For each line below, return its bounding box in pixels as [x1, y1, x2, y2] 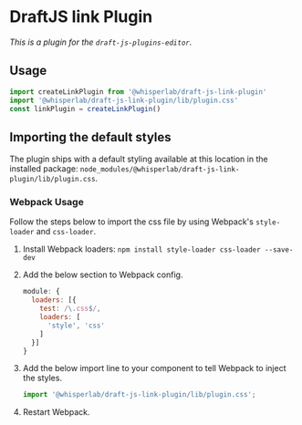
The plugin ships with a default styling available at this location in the [9, 153, 268, 165]
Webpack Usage [9, 196, 84, 209]
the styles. [22, 372, 62, 384]
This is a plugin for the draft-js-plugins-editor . [9, 36, 193, 47]
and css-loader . [36, 226, 97, 237]
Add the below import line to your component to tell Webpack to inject [22, 363, 286, 374]
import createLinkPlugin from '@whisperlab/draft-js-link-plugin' [9, 87, 267, 97]
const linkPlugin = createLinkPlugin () [9, 104, 161, 113]
